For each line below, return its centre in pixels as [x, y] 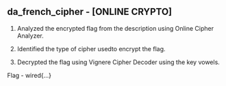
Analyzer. [30, 35]
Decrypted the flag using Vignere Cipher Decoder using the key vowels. [118, 62]
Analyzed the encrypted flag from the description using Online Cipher [115, 28]
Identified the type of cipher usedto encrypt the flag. [91, 48]
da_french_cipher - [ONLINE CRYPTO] [90, 12]
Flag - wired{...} [29, 75]
